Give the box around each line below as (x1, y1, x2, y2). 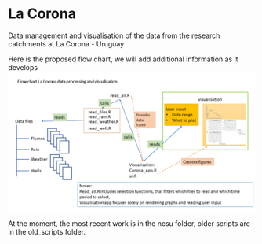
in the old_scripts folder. (8, 227, 86, 237)
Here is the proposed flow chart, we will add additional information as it (8, 54, 238, 64)
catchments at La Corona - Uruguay (8, 39, 125, 48)
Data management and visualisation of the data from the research (8, 31, 220, 40)
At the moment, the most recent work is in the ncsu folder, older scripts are (8, 219, 251, 228)
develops (8, 62, 38, 72)
